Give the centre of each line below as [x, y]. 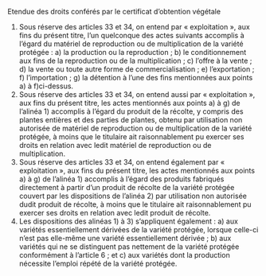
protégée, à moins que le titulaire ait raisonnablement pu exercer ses [131, 137]
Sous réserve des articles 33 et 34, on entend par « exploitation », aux [134, 27]
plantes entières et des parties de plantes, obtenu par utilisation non [131, 120]
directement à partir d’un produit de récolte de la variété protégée [127, 187]
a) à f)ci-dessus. [46, 86]
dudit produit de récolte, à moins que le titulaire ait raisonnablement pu [135, 204]
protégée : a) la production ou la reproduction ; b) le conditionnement [133, 52]
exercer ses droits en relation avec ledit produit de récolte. [115, 213]
